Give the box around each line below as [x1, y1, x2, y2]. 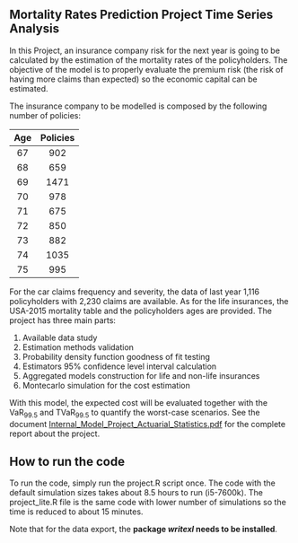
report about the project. [9, 428, 101, 439]
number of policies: [9, 109, 81, 120]
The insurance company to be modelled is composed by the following [9, 101, 267, 111]
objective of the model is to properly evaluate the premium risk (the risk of [9, 64, 285, 74]
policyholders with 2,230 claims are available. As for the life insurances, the [9, 295, 289, 306]
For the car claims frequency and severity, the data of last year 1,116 [9, 286, 260, 297]
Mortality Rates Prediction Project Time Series [9, 7, 274, 22]
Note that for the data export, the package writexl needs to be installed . [9, 524, 278, 535]
